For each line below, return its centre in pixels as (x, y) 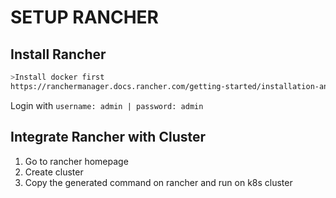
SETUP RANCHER (84, 17)
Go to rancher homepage (76, 161)
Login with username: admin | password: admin (107, 105)
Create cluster (54, 172)
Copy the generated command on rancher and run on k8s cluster (158, 182)
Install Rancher (58, 54)
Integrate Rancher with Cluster (108, 137)
